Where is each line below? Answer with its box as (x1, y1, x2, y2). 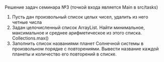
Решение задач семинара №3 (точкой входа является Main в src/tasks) (5, 4, 158, 10)
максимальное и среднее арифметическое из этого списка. (12, 30, 142, 35)
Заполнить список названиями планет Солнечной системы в (12, 40, 144, 46)
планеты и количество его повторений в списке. (12, 51, 117, 57)
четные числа (12, 19, 42, 25)
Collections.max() (12, 35, 49, 41)
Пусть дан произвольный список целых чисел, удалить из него (12, 14, 148, 19)
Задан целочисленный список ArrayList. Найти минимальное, (12, 24, 145, 30)
